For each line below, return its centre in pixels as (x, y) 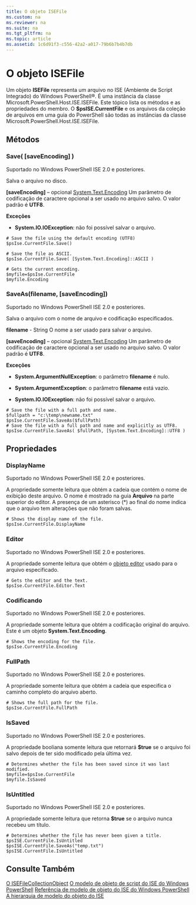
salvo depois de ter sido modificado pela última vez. (69, 753)
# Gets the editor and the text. (47, 581)
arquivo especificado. (32, 569)
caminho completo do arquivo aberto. (52, 692)
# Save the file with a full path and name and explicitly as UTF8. (92, 425)
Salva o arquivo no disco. (37, 181)
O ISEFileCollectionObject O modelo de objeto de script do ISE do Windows (98, 883)
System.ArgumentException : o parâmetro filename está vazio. (92, 388)
